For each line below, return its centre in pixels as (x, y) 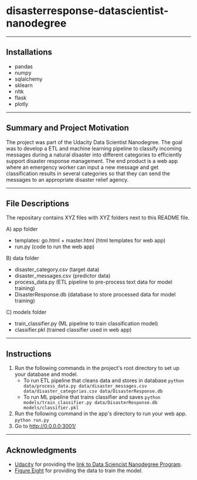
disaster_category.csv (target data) (57, 269)
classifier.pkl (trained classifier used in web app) (73, 330)
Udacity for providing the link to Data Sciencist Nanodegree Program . (98, 464)
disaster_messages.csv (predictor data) (62, 276)
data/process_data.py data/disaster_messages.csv (85, 386)
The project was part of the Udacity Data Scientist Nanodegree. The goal (94, 142)
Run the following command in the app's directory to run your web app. (101, 414)
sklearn (24, 85)
